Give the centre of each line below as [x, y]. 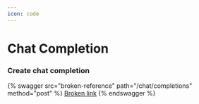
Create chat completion [49, 70]
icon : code [23, 14]
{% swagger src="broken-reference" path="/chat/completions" [100, 86]
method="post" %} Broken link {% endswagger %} [82, 93]
